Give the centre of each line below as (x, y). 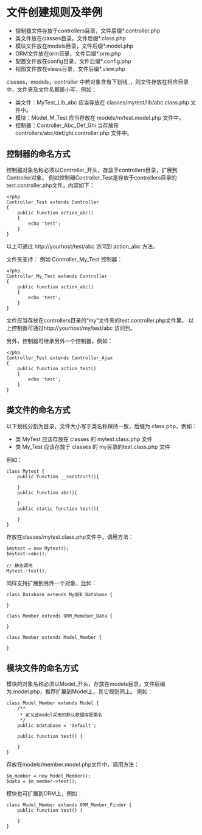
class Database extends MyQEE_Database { (60, 594)
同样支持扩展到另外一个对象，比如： (52, 583)
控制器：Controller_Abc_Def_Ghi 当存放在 (67, 125)
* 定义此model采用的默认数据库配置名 (61, 715)
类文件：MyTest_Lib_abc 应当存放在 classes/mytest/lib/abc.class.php (102, 102)
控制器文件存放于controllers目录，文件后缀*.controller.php (88, 31)
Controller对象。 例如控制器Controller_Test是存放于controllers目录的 (92, 177)
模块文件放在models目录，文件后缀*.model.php (74, 46)
